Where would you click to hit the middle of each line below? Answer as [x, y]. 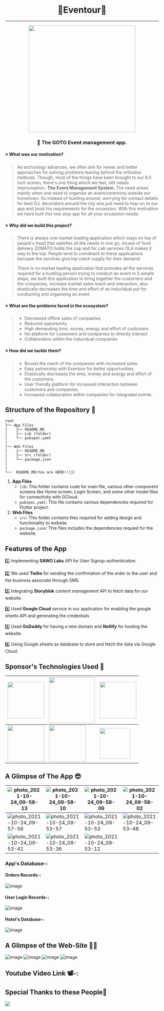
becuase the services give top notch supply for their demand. [79, 259]
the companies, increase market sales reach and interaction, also [82, 284]
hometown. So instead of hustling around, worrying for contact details [87, 198]
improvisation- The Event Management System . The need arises [83, 188]
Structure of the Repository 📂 [51, 410]
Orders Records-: [23, 875]
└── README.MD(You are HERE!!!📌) [40, 473]
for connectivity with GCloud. [49, 497]
